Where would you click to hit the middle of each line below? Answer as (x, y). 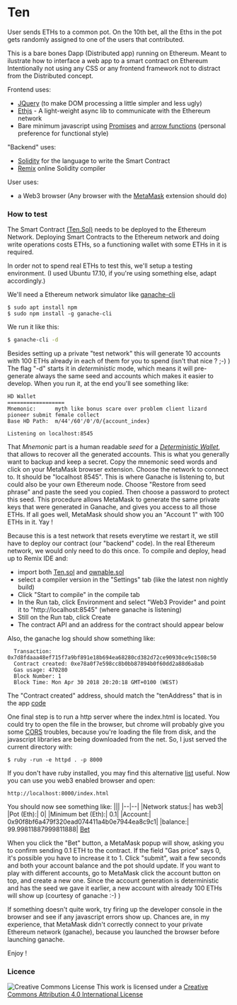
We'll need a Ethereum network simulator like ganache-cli (91, 295)
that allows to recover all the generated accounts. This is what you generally (118, 455)
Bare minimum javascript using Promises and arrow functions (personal (122, 125)
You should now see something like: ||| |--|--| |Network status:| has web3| (116, 807)
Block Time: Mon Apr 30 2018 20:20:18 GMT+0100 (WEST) (96, 683)
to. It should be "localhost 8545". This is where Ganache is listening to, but (116, 477)
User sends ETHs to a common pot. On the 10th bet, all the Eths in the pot (115, 32)
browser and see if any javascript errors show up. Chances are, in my (109, 917)
